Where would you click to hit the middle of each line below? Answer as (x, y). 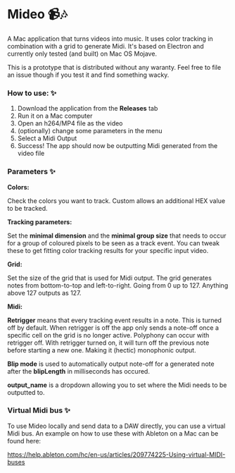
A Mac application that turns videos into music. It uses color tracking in (110, 38)
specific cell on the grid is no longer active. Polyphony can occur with (108, 335)
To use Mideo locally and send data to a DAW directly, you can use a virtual (116, 426)
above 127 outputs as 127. (44, 293)
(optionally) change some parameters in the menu (90, 131)
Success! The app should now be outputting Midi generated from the (118, 146)
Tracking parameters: (40, 222)
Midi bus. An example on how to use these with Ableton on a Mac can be (113, 433)
